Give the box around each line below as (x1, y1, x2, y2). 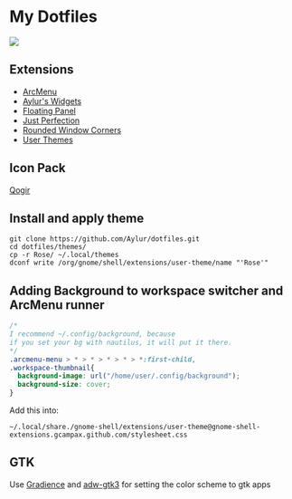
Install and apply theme (9, 210, 145, 226)
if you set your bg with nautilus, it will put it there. (9, 338, 232, 347)
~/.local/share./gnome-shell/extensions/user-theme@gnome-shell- (9, 423, 260, 432)
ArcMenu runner (9, 297, 106, 312)
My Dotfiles (9, 6, 98, 27)
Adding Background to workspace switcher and (9, 283, 284, 298)
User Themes (22, 134, 74, 145)
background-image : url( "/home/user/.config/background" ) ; (17, 371, 241, 381)
